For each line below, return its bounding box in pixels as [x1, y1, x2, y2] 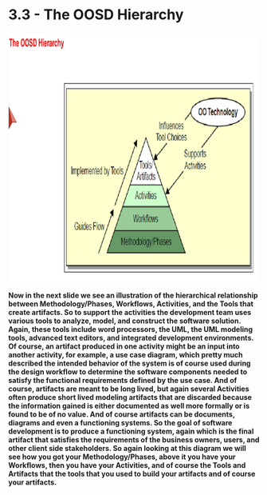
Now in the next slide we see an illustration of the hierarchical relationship [8, 290, 258, 300]
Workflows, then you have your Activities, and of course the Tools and [8, 460, 246, 469]
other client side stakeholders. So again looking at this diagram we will [8, 443, 247, 453]
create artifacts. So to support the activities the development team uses [8, 307, 252, 317]
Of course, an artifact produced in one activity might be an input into [8, 341, 241, 351]
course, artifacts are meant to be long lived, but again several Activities [8, 384, 249, 393]
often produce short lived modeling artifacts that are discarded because [8, 392, 253, 401]
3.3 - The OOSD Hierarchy [8, 6, 184, 24]
